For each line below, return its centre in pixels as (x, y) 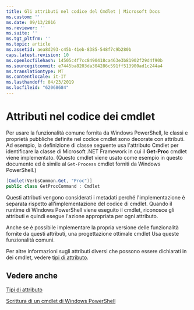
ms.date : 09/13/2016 (31, 22)
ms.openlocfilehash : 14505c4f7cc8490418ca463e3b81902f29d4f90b (84, 60)
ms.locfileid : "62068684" (37, 88)
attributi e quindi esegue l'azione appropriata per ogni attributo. (82, 216)
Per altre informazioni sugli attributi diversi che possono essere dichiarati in (96, 251)
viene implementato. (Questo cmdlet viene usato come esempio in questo (94, 157)
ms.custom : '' (23, 17)
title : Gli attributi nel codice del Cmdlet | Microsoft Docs (83, 11)
